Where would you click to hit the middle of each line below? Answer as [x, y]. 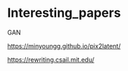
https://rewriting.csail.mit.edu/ [51, 59]
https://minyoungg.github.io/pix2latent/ [64, 46]
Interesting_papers [64, 13]
